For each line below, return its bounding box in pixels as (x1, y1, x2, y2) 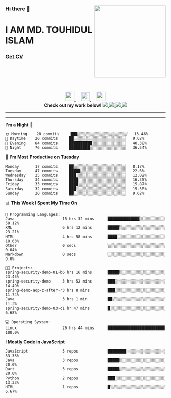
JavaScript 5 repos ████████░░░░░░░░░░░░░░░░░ (5, 349, 165, 354)
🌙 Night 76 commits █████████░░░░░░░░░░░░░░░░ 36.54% (5, 145, 147, 150)
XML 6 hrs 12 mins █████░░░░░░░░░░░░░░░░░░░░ (5, 225, 165, 230)
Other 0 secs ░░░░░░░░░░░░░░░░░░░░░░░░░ (5, 243, 165, 248)
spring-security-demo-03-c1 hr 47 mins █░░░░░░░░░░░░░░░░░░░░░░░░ (5, 306, 165, 311)
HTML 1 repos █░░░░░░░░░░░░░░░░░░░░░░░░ (5, 385, 165, 390)
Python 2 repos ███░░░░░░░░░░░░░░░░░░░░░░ (5, 376, 165, 381)
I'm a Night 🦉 (5, 122, 33, 128)
